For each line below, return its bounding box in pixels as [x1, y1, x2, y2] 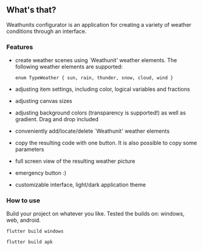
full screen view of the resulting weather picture [15, 158, 136, 165]
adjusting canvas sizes [15, 97, 72, 105]
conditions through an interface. [6, 27, 87, 35]
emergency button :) [15, 169, 67, 177]
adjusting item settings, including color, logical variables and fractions [15, 85, 190, 93]
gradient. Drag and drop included [15, 116, 99, 123]
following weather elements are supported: [15, 63, 123, 71]
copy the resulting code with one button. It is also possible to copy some [15, 140, 198, 147]
